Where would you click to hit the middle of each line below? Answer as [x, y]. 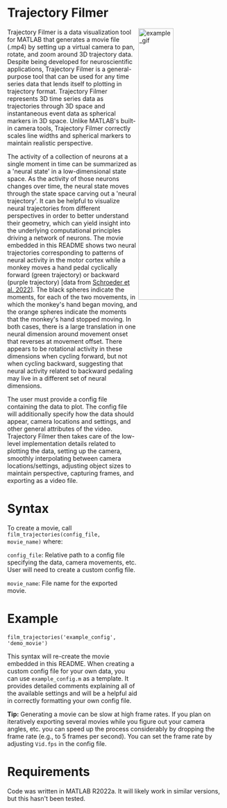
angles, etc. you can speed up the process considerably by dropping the [111, 729]
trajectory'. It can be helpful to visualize [64, 200]
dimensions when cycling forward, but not [67, 356]
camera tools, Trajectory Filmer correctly [72, 128]
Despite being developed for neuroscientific [70, 61]
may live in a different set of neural [57, 378]
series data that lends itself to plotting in [65, 84]
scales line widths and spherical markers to [69, 135]
